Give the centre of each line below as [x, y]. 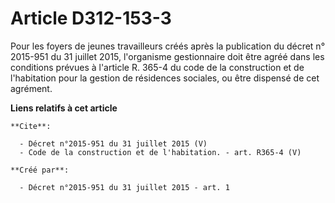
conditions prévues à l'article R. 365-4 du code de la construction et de [157, 67]
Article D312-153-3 [91, 18]
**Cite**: [31, 126]
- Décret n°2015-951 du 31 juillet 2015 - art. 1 [124, 187]
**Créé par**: [40, 170]
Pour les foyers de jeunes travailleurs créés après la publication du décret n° [168, 46]
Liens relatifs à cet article [64, 108]
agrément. [31, 88]
